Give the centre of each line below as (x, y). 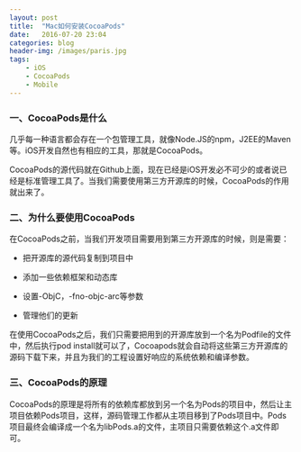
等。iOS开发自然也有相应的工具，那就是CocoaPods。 (109, 150)
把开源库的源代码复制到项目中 (78, 258)
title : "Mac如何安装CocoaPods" (68, 26)
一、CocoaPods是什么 (59, 118)
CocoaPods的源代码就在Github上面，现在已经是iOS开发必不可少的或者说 (144, 169)
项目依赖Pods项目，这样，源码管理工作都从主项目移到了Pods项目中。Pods (148, 415)
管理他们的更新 (50, 315)
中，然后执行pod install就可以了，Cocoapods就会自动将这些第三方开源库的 (149, 346)
